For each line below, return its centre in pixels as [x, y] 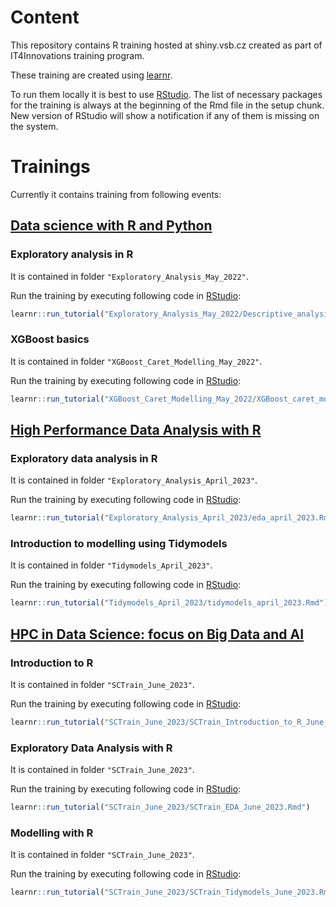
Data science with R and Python [111, 226]
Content [45, 17]
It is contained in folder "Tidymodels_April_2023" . [111, 565]
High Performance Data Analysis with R [136, 430]
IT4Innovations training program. [77, 55]
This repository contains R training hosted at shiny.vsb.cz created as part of [166, 45]
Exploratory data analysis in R [84, 458]
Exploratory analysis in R [72, 254]
